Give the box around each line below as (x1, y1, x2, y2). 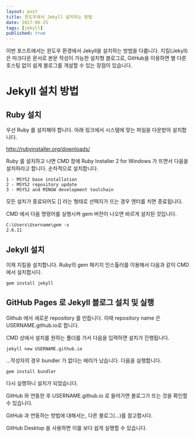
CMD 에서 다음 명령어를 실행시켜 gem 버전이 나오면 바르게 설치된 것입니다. (6, 211, 177, 218)
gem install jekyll (6, 280, 54, 286)
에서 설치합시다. (6, 268, 43, 276)
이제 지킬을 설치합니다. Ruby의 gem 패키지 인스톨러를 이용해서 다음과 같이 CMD (6, 261, 189, 268)
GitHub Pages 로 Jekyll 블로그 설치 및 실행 (6, 297, 155, 308)
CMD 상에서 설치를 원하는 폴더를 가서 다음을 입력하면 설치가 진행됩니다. (6, 334, 170, 341)
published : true (6, 31, 46, 36)
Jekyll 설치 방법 (6, 84, 79, 98)
